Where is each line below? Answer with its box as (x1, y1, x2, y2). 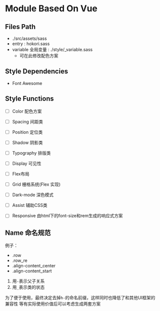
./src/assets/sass (12, 35, 47, 41)
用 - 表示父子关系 (12, 278, 45, 284)
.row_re (12, 257, 28, 263)
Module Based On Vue (5, 3, 98, 14)
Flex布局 (12, 171, 29, 177)
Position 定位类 (12, 129, 43, 135)
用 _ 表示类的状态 (12, 284, 45, 290)
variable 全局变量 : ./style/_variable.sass (12, 47, 93, 52)
